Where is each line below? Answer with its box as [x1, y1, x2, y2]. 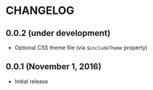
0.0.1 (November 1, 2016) [5, 61, 102, 72]
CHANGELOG [5, 4, 74, 18]
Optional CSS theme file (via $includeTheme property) [14, 44, 148, 51]
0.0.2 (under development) [5, 28, 111, 38]
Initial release [14, 77, 48, 85]
